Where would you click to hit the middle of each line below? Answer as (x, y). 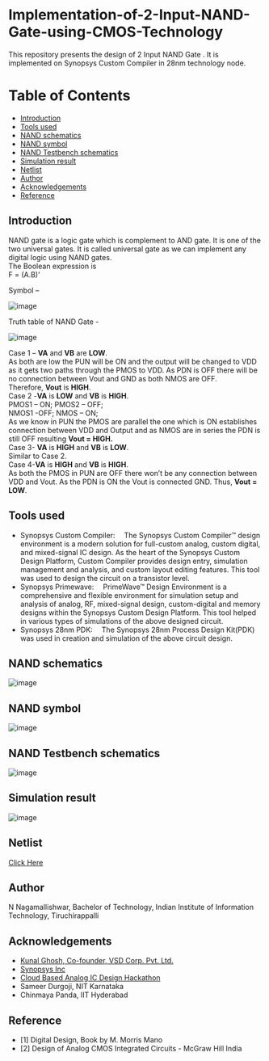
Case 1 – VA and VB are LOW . (58, 352)
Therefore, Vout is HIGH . (50, 387)
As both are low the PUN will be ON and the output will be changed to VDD (132, 361)
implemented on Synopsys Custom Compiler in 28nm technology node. (127, 63)
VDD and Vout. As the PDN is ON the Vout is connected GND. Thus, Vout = (133, 482)
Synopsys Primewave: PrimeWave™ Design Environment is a (124, 587)
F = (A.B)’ (24, 274)
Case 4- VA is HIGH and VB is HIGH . (69, 464)
